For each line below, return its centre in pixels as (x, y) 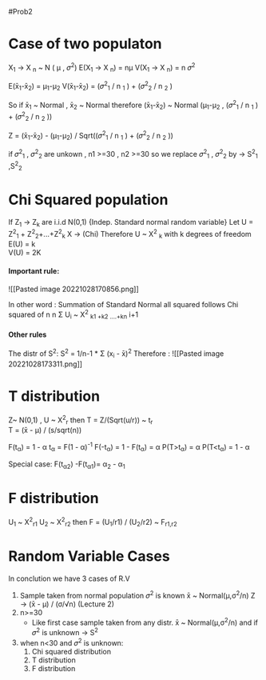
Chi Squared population (88, 200)
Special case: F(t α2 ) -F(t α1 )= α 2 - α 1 (67, 465)
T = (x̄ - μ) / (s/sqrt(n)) (45, 430)
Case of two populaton (85, 44)
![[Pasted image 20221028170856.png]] (74, 289)
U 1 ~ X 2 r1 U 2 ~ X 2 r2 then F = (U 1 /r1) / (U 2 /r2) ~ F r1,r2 (93, 522)
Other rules (28, 334)
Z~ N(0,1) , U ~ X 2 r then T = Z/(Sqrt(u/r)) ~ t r (81, 420)
